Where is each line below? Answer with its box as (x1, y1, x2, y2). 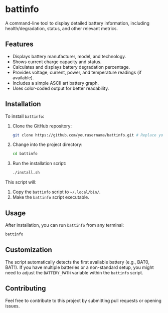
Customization (5, 246, 53, 254)
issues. (5, 302, 20, 309)
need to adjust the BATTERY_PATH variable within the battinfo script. (5, 269, 143, 275)
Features (5, 40, 34, 49)
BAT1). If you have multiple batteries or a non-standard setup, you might (5, 264, 154, 270)
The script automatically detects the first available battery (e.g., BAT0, (5, 259, 149, 265)
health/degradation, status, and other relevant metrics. (5, 25, 118, 31)
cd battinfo (12, 151, 38, 156)
